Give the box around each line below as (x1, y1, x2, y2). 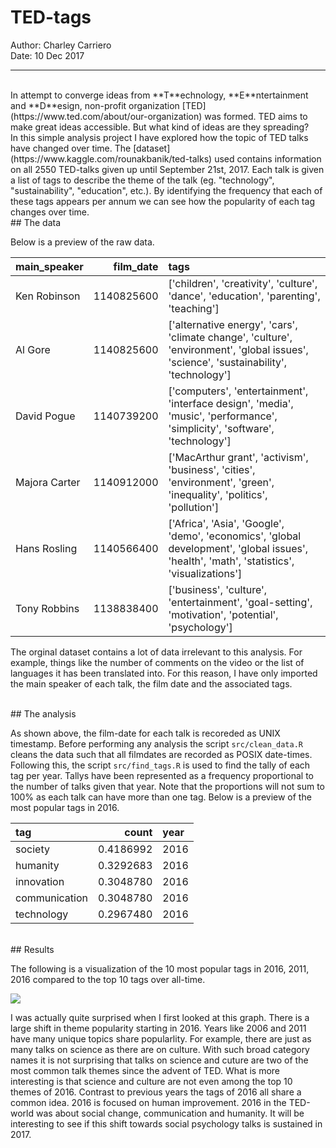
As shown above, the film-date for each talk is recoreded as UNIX (10, 727, 281, 739)
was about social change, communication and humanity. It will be (35, 1107, 305, 1119)
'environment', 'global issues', (168, 342, 309, 356)
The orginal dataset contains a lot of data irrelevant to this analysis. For (10, 646, 303, 658)
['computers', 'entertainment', (168, 384, 309, 398)
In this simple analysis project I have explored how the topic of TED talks (10, 131, 309, 143)
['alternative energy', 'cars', (168, 317, 298, 331)
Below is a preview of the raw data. (10, 236, 155, 248)
